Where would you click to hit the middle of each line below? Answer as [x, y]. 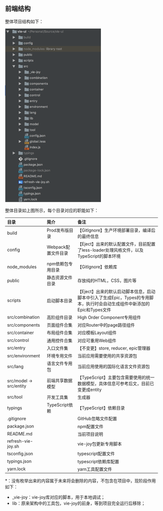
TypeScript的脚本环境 [99, 256]
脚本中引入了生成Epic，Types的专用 [113, 297]
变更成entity [90, 390]
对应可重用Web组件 [97, 340]
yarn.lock [16, 469]
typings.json [19, 461]
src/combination [23, 317]
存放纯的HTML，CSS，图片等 [107, 281]
